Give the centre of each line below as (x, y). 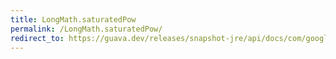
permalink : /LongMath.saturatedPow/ (86, 29)
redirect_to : (37, 38)
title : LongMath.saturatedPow (73, 19)
